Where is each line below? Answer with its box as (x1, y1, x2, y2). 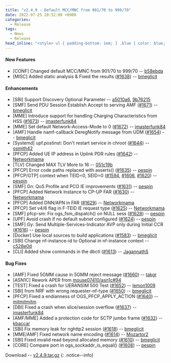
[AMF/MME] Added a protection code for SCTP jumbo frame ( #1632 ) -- (12, 315, 163, 321)
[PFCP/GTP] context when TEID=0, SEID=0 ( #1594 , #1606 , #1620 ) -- (12, 172, 157, 179)
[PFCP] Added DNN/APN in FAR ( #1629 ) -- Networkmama (12, 200, 134, 206)
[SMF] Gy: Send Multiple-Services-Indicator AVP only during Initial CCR (12, 221, 163, 228)
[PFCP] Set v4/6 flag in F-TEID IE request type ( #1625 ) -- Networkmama (12, 205, 165, 211)
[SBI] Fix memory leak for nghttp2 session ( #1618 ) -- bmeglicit (12, 326, 144, 332)
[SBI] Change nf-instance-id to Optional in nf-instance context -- (12, 238, 150, 244)
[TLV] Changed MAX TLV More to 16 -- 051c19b (12, 162, 113, 168)
